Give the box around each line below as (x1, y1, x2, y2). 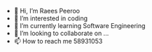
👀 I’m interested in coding (13, 14, 88, 22)
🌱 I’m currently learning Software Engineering (13, 22, 146, 30)
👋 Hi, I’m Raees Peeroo (13, 7, 81, 15)
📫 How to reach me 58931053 (13, 37, 103, 45)
